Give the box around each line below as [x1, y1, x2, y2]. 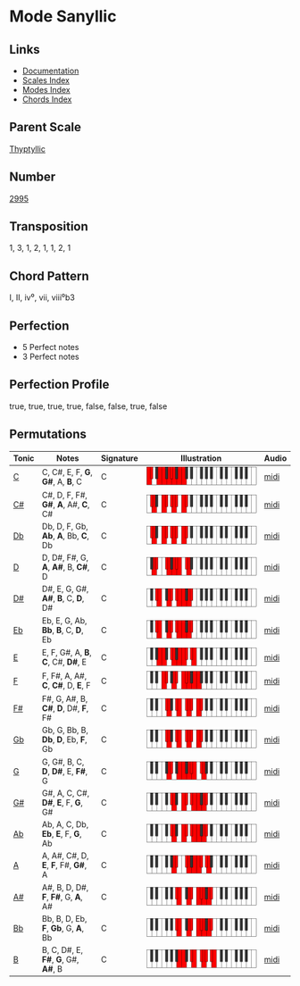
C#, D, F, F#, [41, 489, 87, 500]
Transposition [9, 219, 89, 234]
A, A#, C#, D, [41, 850, 89, 861]
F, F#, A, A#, [41, 671, 87, 681]
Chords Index [21, 94, 72, 104]
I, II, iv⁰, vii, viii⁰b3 [9, 292, 76, 303]
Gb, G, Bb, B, [41, 725, 89, 736]
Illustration [180, 453, 222, 464]
